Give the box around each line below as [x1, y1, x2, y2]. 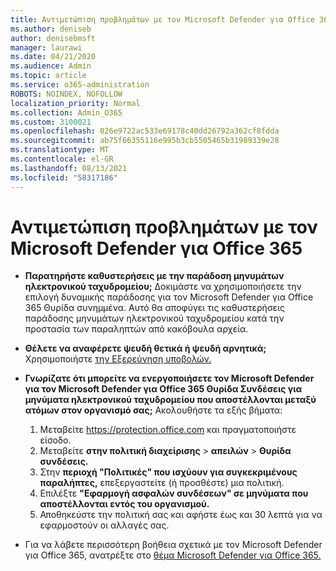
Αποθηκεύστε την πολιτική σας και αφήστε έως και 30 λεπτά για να [39, 509, 323, 521]
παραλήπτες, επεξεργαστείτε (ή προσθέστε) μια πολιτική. [39, 477, 285, 489]
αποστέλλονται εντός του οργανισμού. [39, 498, 210, 510]
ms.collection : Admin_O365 [10, 107, 123, 118]
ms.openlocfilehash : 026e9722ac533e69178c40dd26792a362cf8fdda [10, 126, 280, 136]
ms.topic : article [10, 71, 87, 81]
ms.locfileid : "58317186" [10, 172, 118, 183]
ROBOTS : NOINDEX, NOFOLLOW [10, 89, 123, 99]
